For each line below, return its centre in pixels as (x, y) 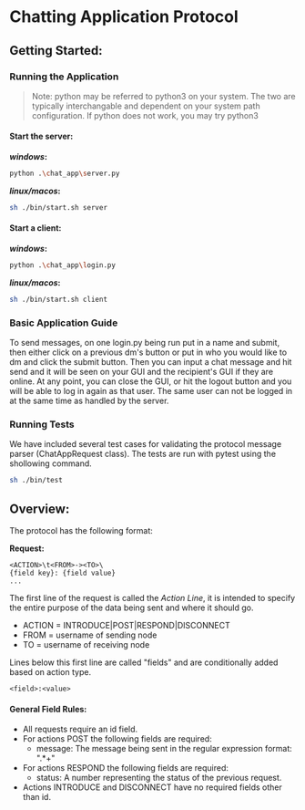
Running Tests (42, 424)
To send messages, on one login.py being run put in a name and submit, (145, 343)
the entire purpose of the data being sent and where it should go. (132, 607)
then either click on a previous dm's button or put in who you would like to (148, 352)
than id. (37, 797)
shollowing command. (51, 463)
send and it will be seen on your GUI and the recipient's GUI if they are (142, 372)
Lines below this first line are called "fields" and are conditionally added (144, 662)
